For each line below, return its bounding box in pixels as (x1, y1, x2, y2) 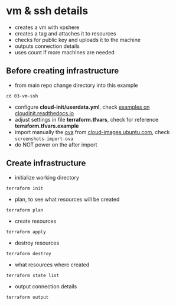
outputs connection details (14, 43, 80, 50)
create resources (14, 217, 57, 224)
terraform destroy (6, 250, 51, 256)
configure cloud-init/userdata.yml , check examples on (14, 103, 150, 110)
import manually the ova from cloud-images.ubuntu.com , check (14, 128, 170, 135)
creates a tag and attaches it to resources (14, 30, 116, 37)
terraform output (6, 294, 49, 300)
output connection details (14, 282, 77, 290)
